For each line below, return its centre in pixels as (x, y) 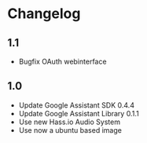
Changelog (44, 14)
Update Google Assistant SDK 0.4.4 (77, 105)
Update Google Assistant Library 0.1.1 (79, 113)
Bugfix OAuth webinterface (62, 61)
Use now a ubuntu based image (70, 130)
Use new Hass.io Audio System (70, 122)
